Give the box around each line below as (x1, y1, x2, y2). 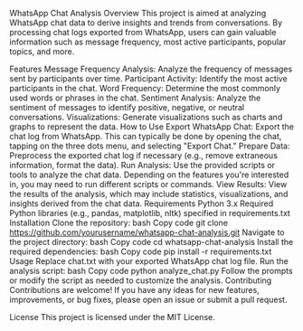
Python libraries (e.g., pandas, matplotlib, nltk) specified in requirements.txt (9, 208, 291, 218)
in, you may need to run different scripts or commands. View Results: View (9, 179, 288, 189)
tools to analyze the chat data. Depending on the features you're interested (9, 169, 289, 180)
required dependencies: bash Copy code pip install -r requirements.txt (9, 246, 272, 257)
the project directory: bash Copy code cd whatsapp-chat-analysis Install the (9, 237, 294, 247)
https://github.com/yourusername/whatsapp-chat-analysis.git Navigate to (9, 227, 285, 238)
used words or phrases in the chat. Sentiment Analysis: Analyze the (9, 92, 261, 103)
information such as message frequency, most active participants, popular (9, 36, 287, 47)
